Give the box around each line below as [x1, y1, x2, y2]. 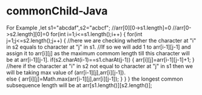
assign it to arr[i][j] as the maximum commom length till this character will [6, 49, 190, 57]
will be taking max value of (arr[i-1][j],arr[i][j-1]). [6, 69, 126, 76]
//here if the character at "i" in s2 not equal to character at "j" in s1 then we [6, 62, 193, 70]
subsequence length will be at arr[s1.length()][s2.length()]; [6, 81, 153, 88]
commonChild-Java [6, 4, 108, 18]
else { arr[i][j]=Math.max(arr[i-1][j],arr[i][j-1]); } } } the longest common [6, 75, 183, 82]
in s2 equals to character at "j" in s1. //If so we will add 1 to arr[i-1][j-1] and [6, 43, 191, 51]
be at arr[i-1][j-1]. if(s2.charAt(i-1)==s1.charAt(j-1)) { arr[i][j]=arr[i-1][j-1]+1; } [6, 56, 195, 63]
